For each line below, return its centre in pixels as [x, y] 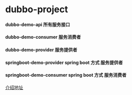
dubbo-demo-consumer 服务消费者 [43, 37]
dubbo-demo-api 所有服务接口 [38, 25]
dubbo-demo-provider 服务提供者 [41, 50]
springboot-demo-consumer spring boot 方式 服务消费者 [66, 75]
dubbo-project [37, 9]
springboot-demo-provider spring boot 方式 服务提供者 [64, 62]
